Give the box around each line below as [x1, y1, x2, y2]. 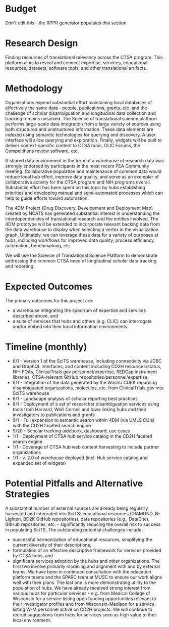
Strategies [5, 488, 50, 500]
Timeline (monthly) [5, 341, 87, 352]
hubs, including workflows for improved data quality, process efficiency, [5, 237, 155, 243]
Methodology [5, 83, 63, 94]
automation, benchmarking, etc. [5, 242, 72, 248]
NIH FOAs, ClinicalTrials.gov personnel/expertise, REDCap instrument [12, 369, 157, 375]
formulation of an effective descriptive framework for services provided [12, 547, 161, 553]
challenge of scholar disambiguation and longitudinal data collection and [5, 110, 156, 116]
